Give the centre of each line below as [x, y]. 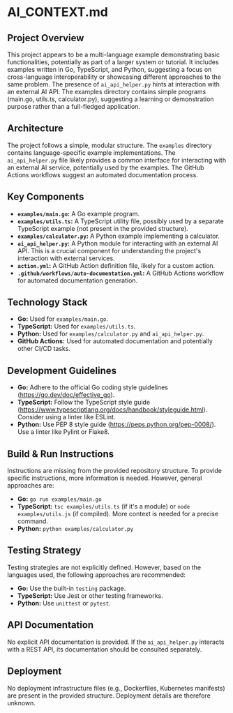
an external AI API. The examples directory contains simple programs [107, 92]
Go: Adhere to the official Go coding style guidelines [93, 387]
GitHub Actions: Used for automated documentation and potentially [115, 341]
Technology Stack [47, 302]
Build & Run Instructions [61, 454]
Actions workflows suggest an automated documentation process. [103, 174]
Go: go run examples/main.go [60, 499]
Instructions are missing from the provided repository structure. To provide [114, 471]
